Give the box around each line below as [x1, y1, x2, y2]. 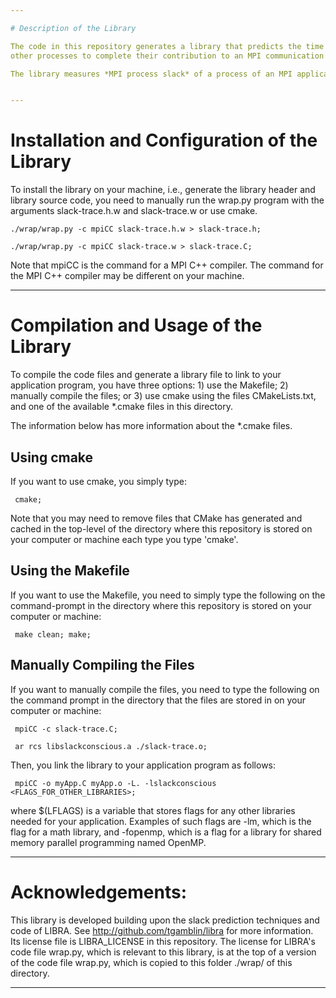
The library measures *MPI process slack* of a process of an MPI [10, 69, 293, 79]
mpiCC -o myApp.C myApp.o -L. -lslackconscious [14, 778, 217, 788]
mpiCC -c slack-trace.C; [14, 724, 118, 734]
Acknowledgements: [10, 881, 188, 903]
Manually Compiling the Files [10, 657, 195, 674]
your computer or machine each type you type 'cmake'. [10, 533, 239, 545]
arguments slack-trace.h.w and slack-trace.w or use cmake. [10, 205, 258, 217]
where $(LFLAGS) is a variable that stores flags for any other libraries [10, 804, 296, 816]
